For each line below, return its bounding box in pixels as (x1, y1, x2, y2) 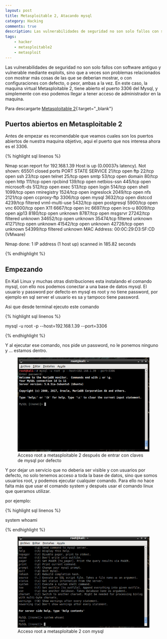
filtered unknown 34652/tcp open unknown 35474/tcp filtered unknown (5, 216, 153, 222)
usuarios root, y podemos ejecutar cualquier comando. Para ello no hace (5, 478, 154, 484)
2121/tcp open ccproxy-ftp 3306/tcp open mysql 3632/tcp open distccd (5, 194, 153, 201)
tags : (5, 34, 16, 39)
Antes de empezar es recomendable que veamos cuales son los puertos (5, 133, 154, 139)
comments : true (5, 24, 37, 29)
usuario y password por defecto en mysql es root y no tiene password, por (5, 289, 158, 295)
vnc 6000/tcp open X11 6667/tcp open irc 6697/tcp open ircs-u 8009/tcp (5, 205, 155, 211)
